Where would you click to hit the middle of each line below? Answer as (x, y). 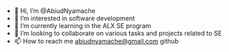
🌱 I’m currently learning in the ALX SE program (82, 26)
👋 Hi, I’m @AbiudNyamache (55, 11)
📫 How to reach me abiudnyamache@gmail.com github (96, 41)
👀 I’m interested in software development (75, 18)
